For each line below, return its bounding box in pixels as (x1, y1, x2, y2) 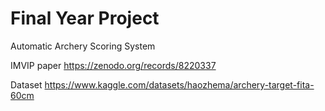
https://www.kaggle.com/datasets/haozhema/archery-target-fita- (44, 78, 315, 91)
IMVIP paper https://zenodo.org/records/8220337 (10, 59, 217, 71)
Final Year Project (10, 7, 160, 30)
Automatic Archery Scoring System (10, 40, 156, 52)
